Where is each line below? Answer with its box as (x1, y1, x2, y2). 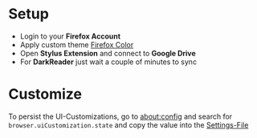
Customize (8, 85, 83, 103)
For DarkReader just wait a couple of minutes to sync (19, 57, 198, 67)
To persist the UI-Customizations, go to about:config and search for (8, 112, 233, 121)
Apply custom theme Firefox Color (19, 39, 134, 49)
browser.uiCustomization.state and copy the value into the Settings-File (8, 120, 249, 129)
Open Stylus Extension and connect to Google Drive (19, 48, 197, 58)
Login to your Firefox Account (19, 31, 121, 41)
